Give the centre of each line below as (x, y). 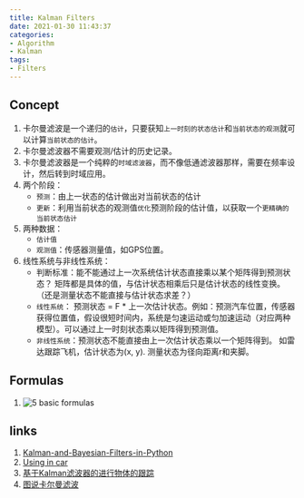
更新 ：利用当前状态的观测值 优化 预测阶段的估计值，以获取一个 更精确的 (162, 207)
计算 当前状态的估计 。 (66, 139)
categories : (32, 34)
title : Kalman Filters (52, 18)
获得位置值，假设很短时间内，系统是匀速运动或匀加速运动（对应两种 (163, 317)
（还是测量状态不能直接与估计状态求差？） (116, 295)
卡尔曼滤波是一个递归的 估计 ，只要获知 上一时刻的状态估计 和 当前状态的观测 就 (155, 128)
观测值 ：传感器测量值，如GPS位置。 (102, 249)
